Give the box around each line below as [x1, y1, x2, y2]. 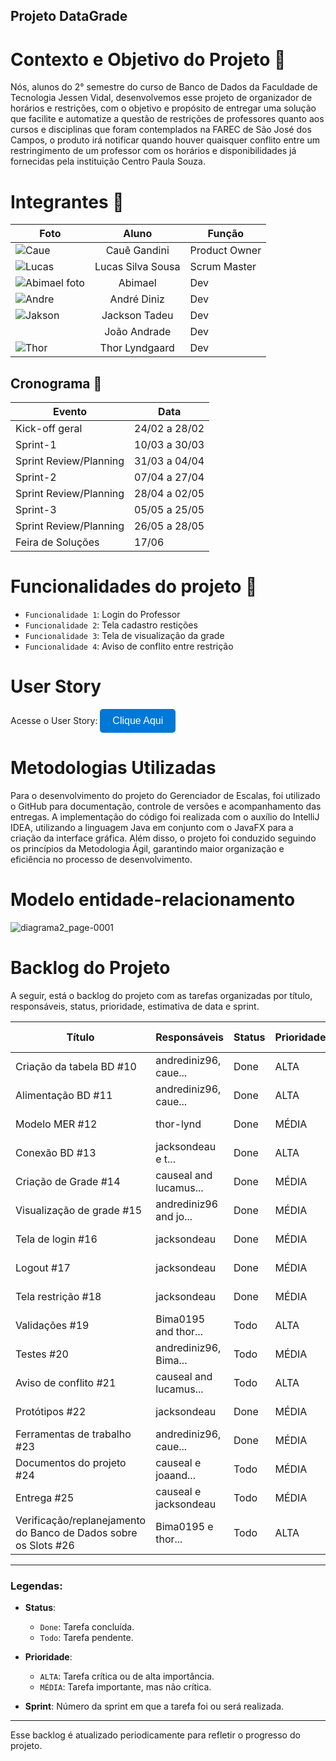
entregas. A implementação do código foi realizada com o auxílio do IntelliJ [10, 810, 320, 823]
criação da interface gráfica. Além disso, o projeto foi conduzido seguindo [10, 832, 317, 844]
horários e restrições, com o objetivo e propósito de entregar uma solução [10, 102, 317, 114]
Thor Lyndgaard [99, 341, 175, 355]
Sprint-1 [15, 438, 57, 452]
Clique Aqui [112, 714, 164, 726]
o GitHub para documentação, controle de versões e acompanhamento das [10, 800, 322, 812]
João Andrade [104, 325, 172, 339]
